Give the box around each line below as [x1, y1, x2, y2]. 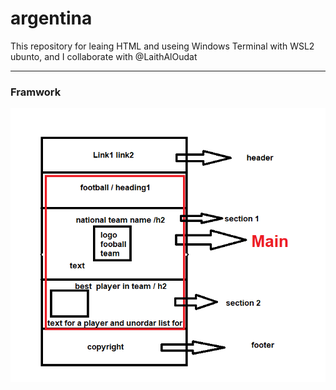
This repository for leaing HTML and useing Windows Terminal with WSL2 [10, 40, 315, 52]
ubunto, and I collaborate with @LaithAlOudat [10, 50, 198, 62]
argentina [10, 7, 93, 30]
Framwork [10, 85, 62, 99]
